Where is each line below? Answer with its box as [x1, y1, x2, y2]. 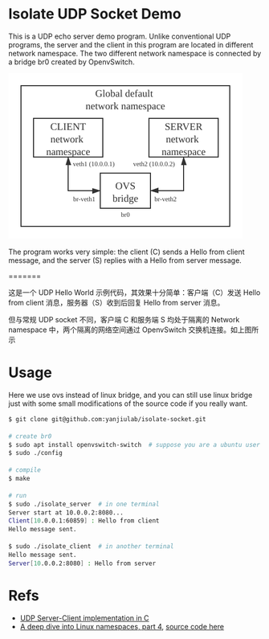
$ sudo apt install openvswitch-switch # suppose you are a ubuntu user [8, 440, 261, 449]
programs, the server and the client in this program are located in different [8, 39, 254, 49]
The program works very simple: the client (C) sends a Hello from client [8, 247, 245, 256]
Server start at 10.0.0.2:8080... [8, 508, 124, 517]
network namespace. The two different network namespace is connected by [8, 48, 262, 58]
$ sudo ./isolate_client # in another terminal [8, 543, 174, 551]
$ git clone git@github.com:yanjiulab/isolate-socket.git [8, 415, 206, 423]
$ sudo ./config [8, 449, 63, 457]
